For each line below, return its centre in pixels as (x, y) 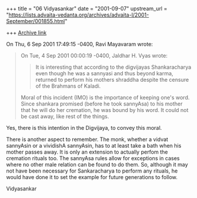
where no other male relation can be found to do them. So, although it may (97, 165)
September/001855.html (36, 21)
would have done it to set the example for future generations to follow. (92, 177)
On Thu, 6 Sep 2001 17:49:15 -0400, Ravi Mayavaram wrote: (80, 44)
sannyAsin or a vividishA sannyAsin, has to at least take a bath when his (94, 146)
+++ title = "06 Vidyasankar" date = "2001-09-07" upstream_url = (87, 9)
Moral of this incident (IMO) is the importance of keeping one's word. (105, 98)
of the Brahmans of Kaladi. (68, 86)
